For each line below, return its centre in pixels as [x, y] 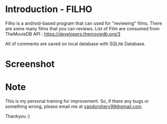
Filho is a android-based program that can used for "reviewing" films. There [84, 23]
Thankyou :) [18, 116]
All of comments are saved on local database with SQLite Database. [75, 43]
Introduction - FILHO [49, 9]
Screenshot [30, 64]
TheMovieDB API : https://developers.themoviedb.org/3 [63, 34]
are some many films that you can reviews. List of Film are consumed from [82, 28]
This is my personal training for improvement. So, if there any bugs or [77, 101]
